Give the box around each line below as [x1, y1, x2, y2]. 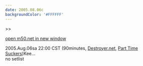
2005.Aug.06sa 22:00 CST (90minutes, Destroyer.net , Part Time [5, 45, 138, 51]
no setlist [5, 55, 24, 61]
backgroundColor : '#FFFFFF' [5, 12, 64, 17]
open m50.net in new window [5, 35, 66, 41]
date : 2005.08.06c [5, 7, 44, 12]
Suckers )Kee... [5, 50, 36, 56]
